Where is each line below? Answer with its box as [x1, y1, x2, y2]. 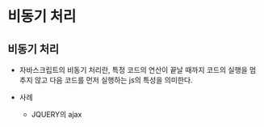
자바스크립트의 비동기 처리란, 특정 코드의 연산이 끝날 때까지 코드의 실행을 [19, 66, 248, 74]
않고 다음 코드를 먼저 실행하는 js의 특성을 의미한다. [34, 75, 193, 85]
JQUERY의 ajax [31, 110, 82, 119]
